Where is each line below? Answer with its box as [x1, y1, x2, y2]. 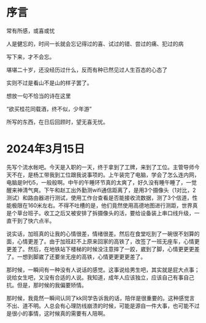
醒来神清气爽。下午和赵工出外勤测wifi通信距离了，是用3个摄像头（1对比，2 [6, 186, 196, 194]
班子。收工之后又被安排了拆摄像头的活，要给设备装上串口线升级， [27, 209, 194, 216]
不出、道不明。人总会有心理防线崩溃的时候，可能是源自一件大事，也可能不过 [6, 302, 200, 310]
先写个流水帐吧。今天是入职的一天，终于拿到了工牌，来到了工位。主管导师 [6, 163, 194, 170]
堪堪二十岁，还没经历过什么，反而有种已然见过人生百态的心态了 [6, 66, 167, 74]
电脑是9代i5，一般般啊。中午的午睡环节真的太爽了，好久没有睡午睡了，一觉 [6, 178, 197, 186]
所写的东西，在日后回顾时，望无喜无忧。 [6, 118, 109, 126]
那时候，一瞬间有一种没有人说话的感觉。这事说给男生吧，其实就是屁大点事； [6, 266, 200, 273]
